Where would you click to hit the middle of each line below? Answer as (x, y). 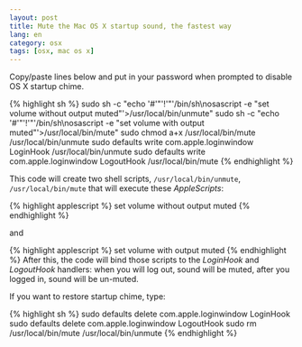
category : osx (36, 43)
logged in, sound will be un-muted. (74, 279)
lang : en (26, 34)
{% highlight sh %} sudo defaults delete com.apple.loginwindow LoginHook (150, 314)
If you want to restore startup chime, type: (87, 297)
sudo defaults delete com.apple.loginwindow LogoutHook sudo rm (133, 324)
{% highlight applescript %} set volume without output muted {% (130, 206)
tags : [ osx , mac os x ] (52, 51)
